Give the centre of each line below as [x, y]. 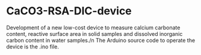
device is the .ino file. [32, 47]
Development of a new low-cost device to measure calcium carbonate [93, 27]
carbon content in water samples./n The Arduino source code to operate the [101, 40]
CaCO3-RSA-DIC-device [69, 11]
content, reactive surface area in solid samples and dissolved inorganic [94, 33]
